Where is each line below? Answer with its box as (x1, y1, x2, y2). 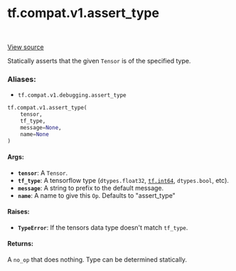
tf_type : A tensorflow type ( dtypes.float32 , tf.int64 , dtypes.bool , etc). (17, 176, 230, 184)
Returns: (7, 240, 34, 248)
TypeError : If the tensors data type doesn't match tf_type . (17, 223, 188, 232)
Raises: (7, 208, 30, 216)
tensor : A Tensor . (17, 169, 68, 177)
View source (7, 43, 44, 51)
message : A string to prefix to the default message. (17, 184, 164, 192)
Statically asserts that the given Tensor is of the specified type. (7, 56, 191, 65)
